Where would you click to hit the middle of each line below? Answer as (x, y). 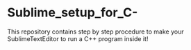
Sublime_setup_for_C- (73, 13)
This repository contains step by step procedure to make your (95, 32)
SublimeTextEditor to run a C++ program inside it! (78, 38)
